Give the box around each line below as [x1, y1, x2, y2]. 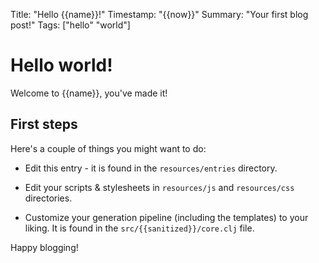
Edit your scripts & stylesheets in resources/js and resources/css [24, 181, 295, 193]
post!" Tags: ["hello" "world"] [10, 19, 131, 31]
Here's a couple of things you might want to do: [10, 142, 207, 154]
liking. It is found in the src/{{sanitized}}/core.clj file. [24, 222, 255, 234]
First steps [10, 116, 78, 133]
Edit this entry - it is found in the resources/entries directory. [24, 162, 278, 174]
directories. [24, 192, 73, 204]
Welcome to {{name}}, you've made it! [10, 87, 168, 99]
